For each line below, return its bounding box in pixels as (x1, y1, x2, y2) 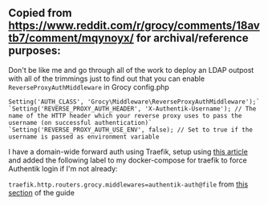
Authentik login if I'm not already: (8, 163, 118, 173)
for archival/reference (136, 31, 249, 45)
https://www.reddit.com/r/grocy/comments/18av (8, 19, 261, 33)
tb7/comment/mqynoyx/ (8, 31, 134, 45)
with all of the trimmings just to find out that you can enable (8, 74, 205, 83)
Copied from (8, 6, 72, 20)
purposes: (8, 44, 62, 58)
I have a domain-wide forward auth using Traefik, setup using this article (8, 147, 249, 156)
